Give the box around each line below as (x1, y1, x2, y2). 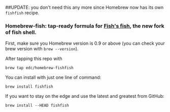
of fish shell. (5, 29, 37, 36)
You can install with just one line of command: (5, 74, 101, 80)
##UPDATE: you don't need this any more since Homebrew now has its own (5, 5, 164, 10)
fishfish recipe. (5, 10, 40, 16)
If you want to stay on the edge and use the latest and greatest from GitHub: (5, 93, 165, 99)
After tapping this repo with (5, 55, 62, 62)
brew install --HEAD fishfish (5, 103, 70, 108)
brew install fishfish (5, 84, 53, 90)
